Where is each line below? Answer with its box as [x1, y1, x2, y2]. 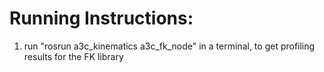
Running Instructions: [9, 7, 194, 30]
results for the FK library [23, 50, 124, 62]
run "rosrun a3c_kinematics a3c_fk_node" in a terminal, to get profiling [23, 40, 316, 52]
